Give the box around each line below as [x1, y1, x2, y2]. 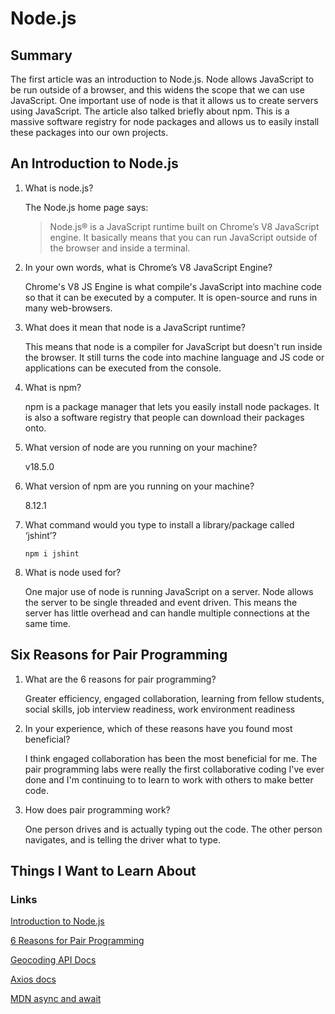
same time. [24, 617, 71, 629]
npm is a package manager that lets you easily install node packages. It [24, 400, 320, 412]
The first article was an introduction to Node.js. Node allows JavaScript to [10, 73, 315, 85]
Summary [10, 47, 73, 64]
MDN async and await [10, 993, 102, 1005]
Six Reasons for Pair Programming [10, 647, 228, 664]
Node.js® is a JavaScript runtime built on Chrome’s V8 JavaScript [49, 220, 320, 232]
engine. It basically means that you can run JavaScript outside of [49, 231, 318, 243]
